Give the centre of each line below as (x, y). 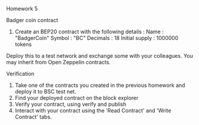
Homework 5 (22, 9)
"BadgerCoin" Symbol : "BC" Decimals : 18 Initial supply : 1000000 (97, 38)
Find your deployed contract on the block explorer (76, 98)
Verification (20, 74)
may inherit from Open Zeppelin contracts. (59, 62)
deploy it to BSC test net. (45, 91)
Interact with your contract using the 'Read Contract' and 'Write (93, 110)
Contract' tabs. (33, 117)
